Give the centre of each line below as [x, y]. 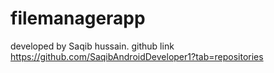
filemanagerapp [78, 18]
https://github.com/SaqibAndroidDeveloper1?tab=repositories [137, 56]
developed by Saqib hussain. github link [92, 46]
